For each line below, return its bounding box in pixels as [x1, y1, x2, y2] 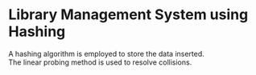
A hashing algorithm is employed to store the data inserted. [8, 49, 205, 58]
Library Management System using [8, 6, 249, 24]
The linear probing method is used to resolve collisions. [8, 57, 192, 67]
